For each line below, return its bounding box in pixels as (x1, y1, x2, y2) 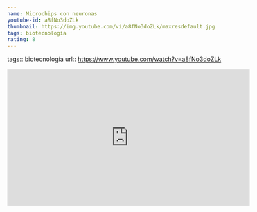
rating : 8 (7, 36, 36, 43)
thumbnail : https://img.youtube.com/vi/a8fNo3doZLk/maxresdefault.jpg (7, 23, 215, 30)
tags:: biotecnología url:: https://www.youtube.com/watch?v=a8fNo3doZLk (7, 55, 222, 63)
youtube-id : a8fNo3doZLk (7, 17, 79, 24)
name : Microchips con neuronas (7, 10, 98, 17)
